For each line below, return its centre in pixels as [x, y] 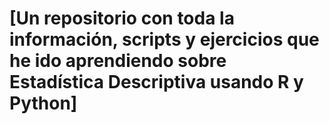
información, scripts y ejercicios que [164, 39]
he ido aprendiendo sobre [118, 61]
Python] [43, 103]
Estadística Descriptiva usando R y [156, 82]
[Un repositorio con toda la [122, 18]
